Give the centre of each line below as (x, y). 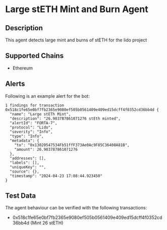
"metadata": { (24, 140)
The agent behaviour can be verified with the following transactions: (76, 208)
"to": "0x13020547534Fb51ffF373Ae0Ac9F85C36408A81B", (72, 145)
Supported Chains (35, 56)
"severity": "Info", (31, 132)
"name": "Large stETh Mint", (40, 114)
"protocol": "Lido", (31, 127)
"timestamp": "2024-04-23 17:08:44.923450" (56, 176)
